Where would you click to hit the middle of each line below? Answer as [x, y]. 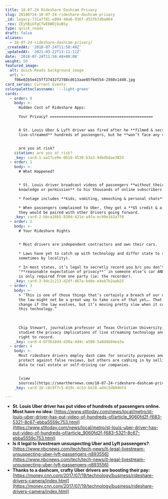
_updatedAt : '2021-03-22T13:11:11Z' [43, 52]
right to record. [36, 337]
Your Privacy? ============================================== [86, 117]
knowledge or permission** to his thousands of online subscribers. [91, 189]
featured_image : [22, 66]
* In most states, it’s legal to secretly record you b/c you [84, 267]
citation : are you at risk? [43, 153]
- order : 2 [21, 222]
